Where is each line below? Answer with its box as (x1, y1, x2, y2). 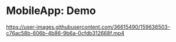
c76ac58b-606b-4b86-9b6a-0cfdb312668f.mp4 (6, 29, 125, 36)
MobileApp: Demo (6, 4, 96, 17)
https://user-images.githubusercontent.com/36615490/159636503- (6, 23, 171, 30)
